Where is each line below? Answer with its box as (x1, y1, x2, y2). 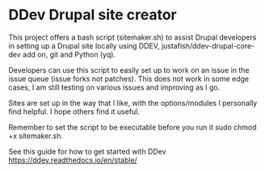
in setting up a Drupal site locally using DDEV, (8, 40, 160, 50)
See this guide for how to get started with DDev (8, 146, 167, 156)
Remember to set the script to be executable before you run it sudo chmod (8, 122, 257, 132)
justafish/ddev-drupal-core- (161, 40, 255, 50)
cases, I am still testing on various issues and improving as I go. (8, 82, 221, 92)
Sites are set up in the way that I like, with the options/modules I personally (8, 98, 258, 108)
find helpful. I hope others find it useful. (8, 107, 140, 116)
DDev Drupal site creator (8, 6, 178, 24)
